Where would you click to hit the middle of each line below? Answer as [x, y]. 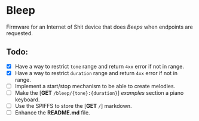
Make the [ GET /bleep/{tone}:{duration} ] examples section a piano [99, 92]
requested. [19, 33]
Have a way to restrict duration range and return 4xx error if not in [96, 73]
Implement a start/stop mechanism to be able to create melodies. [95, 86]
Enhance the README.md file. [53, 113]
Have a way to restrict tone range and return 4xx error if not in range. [99, 66]
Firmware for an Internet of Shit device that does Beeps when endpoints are [99, 27]
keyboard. [27, 100]
